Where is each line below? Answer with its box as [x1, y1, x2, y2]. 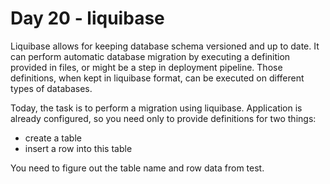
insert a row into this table [24, 142, 133, 154]
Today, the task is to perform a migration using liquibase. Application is [10, 102, 303, 114]
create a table [24, 132, 82, 144]
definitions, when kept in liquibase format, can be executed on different [10, 72, 305, 84]
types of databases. [10, 82, 93, 94]
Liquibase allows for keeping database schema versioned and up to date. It [10, 40, 320, 52]
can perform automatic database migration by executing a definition [10, 50, 291, 62]
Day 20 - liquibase [10, 7, 165, 30]
